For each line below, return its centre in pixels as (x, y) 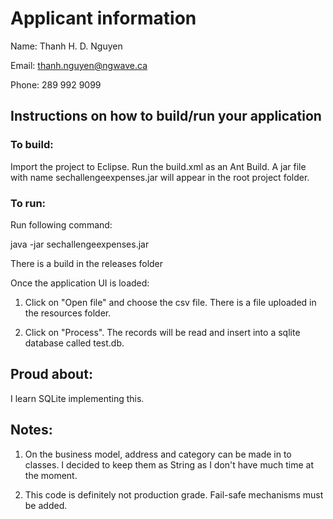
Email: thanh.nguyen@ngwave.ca (79, 65)
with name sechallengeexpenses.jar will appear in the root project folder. (160, 177)
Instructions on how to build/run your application (166, 116)
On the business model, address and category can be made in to (158, 454)
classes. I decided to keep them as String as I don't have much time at (169, 464)
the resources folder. (68, 313)
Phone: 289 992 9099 (56, 84)
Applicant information (103, 18)
